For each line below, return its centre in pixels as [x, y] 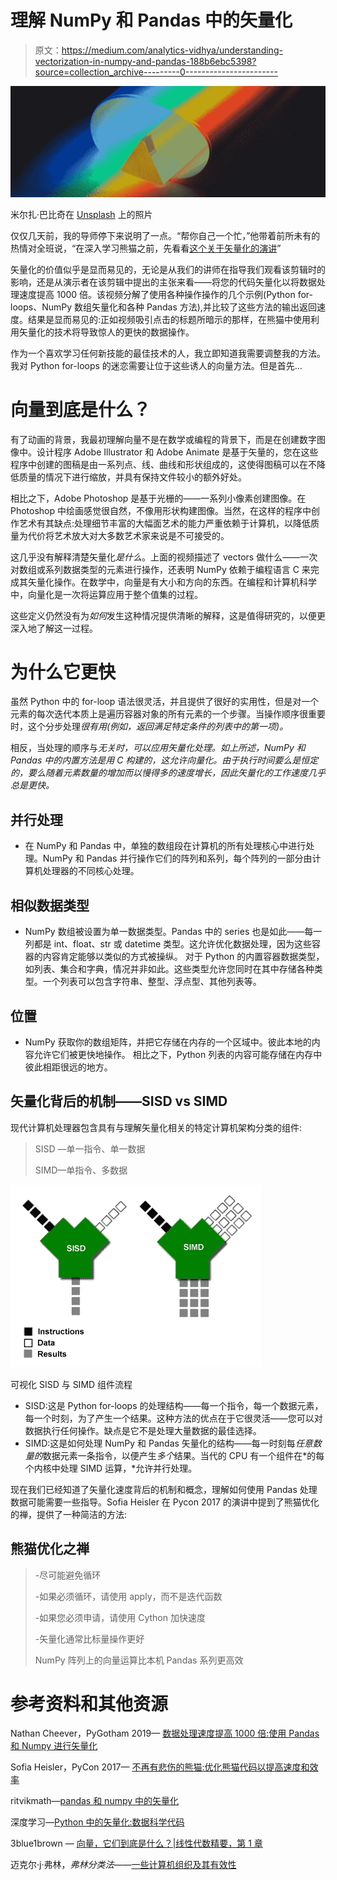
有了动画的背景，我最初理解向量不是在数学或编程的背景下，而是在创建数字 [163, 439]
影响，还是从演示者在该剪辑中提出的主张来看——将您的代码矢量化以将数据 [163, 282]
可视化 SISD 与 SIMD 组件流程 [71, 1384]
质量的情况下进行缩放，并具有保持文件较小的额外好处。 [132, 477]
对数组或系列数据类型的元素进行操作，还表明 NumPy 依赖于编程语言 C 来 [160, 569]
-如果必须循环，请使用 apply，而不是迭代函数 [128, 1596]
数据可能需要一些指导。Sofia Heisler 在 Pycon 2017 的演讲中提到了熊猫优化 [165, 1502]
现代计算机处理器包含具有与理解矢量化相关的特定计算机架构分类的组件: [156, 1127]
